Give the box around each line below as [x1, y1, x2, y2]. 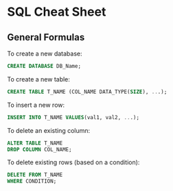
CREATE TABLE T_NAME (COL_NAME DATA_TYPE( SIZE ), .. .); [7, 88, 168, 95]
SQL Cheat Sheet [7, 4, 106, 20]
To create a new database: [7, 49, 82, 58]
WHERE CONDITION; [7, 178, 57, 185]
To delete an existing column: [7, 126, 91, 134]
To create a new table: [7, 75, 71, 83]
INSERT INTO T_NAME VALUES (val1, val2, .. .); [7, 114, 139, 120]
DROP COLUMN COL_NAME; [7, 146, 72, 153]
